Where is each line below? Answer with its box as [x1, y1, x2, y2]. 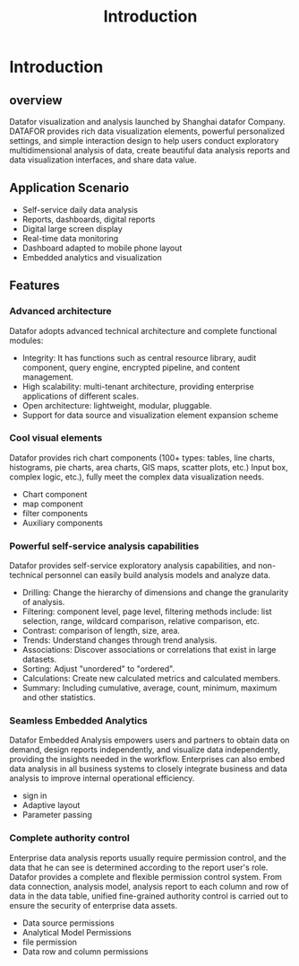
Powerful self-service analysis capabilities [9, 540, 200, 552]
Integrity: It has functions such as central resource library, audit [21, 352, 257, 363]
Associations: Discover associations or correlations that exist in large [21, 645, 277, 655]
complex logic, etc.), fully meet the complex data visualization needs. [9, 471, 264, 482]
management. [21, 371, 74, 382]
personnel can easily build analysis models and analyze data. [44, 570, 271, 581]
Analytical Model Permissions [21, 926, 132, 937]
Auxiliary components [21, 517, 103, 528]
